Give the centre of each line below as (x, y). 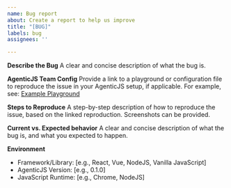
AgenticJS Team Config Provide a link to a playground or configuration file (115, 79)
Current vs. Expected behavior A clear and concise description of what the (116, 128)
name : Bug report (32, 14)
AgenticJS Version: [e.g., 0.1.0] (61, 170)
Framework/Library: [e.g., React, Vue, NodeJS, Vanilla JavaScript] (112, 163)
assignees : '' (28, 40)
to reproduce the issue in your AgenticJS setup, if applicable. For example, (114, 86)
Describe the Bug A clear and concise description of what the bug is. (107, 65)
